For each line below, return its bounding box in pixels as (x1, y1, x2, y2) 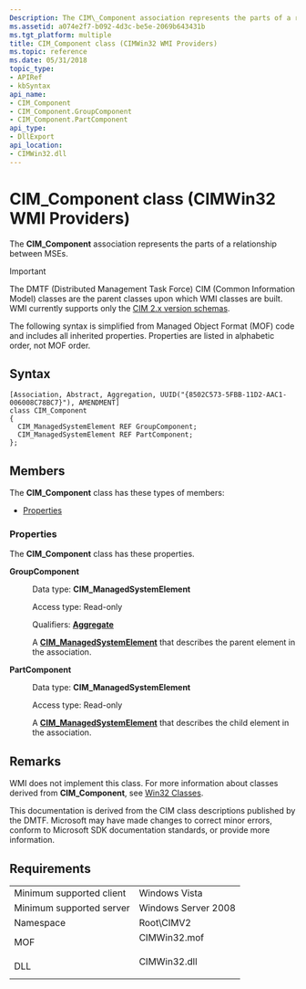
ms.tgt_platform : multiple (9, 30, 112, 39)
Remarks (9, 753, 62, 769)
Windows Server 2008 (138, 901, 237, 914)
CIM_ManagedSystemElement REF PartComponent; (17, 430, 194, 439)
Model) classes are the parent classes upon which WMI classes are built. (9, 293, 283, 304)
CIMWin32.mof (138, 931, 205, 944)
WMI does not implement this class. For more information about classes (9, 778, 279, 789)
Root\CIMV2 (138, 917, 191, 930)
